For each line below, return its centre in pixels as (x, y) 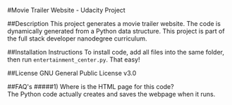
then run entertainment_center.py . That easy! (74, 59)
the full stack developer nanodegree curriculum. (77, 38)
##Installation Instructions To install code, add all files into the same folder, (116, 52)
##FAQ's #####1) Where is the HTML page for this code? (91, 86)
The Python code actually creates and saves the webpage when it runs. (111, 94)
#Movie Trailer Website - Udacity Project (66, 10)
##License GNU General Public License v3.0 (72, 73)
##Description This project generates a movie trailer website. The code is (114, 23)
